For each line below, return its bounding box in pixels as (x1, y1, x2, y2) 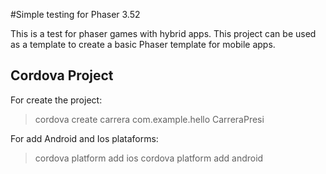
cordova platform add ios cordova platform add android (34, 152, 264, 164)
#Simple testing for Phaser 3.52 (10, 9, 141, 20)
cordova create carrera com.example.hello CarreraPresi (34, 113, 265, 125)
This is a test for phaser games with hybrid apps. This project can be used (10, 28, 317, 39)
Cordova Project (10, 67, 114, 84)
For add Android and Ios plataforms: (10, 132, 159, 144)
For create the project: (10, 94, 103, 106)
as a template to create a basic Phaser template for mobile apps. (10, 39, 276, 50)
